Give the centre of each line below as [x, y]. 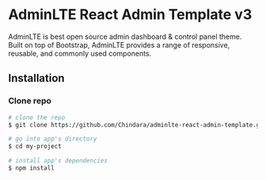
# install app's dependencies [58, 161]
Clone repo [30, 101]
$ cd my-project [35, 147]
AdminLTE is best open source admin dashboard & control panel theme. [125, 36]
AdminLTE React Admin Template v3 [130, 15]
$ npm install [32, 168]
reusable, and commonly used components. [80, 53]
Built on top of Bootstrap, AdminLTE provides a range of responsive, [119, 44]
